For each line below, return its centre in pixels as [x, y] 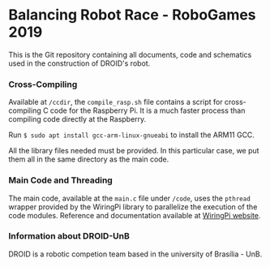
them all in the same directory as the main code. [89, 159]
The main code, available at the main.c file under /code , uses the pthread [130, 198]
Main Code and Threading [61, 180]
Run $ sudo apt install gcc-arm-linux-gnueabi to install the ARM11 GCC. [132, 135]
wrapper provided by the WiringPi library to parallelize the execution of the [133, 207]
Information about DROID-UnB [69, 236]
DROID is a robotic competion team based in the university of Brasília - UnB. [135, 254]
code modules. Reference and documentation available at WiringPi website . [135, 215]
